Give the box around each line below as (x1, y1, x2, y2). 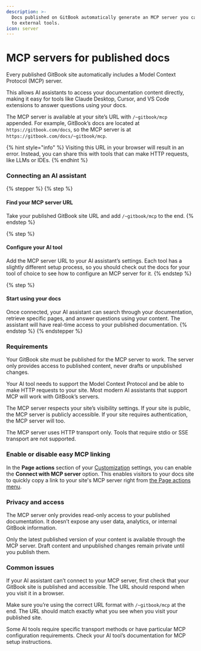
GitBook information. (6, 524, 57, 531)
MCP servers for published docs (6, 51, 170, 65)
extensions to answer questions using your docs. (6, 102, 127, 109)
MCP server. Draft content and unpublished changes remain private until (6, 542, 185, 549)
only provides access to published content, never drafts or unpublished (6, 363, 182, 370)
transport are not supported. (6, 435, 77, 443)
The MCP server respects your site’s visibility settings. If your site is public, (6, 404, 191, 412)
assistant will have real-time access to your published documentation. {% (6, 321, 187, 328)
